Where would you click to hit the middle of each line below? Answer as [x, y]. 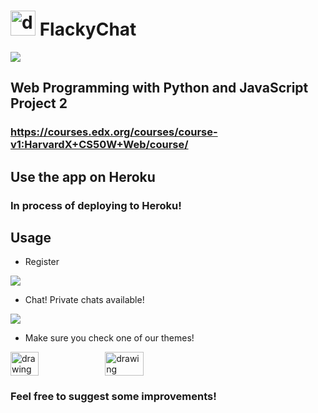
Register [42, 262]
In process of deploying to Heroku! [96, 205]
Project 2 [39, 103]
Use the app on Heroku [83, 176]
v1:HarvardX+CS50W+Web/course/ [99, 145]
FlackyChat [88, 29]
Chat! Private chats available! [84, 300]
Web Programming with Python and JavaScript [159, 88]
